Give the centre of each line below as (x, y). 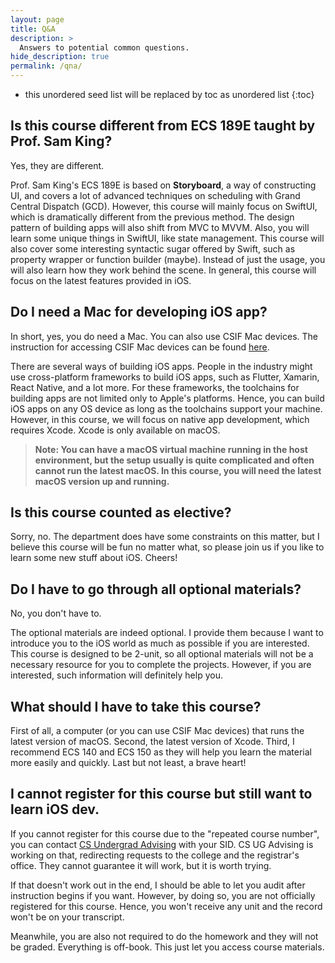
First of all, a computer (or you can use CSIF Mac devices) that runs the (157, 731)
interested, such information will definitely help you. (116, 675)
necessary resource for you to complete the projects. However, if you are (161, 665)
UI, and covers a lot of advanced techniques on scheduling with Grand (155, 195)
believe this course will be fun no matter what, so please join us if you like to (167, 547)
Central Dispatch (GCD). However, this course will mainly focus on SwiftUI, (164, 206)
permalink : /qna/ (46, 66)
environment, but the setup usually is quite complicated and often (174, 460)
